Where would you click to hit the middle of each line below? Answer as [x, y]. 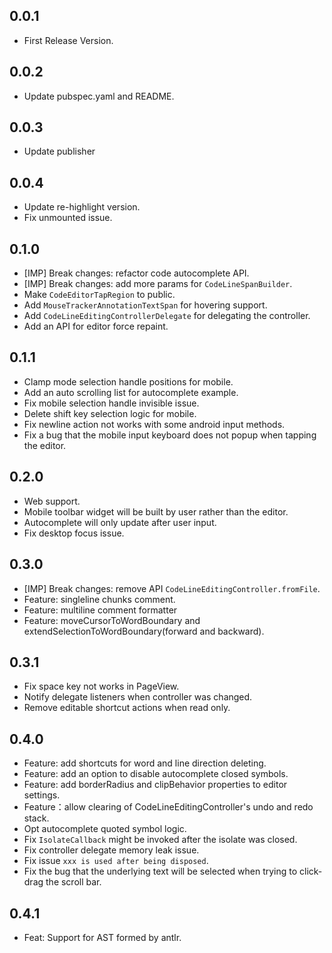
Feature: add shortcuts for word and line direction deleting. [145, 763]
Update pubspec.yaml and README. [99, 96]
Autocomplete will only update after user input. [120, 522]
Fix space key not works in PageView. [101, 686]
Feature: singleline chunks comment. [99, 599]
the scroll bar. [73, 882]
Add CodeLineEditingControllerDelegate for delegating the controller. [167, 316]
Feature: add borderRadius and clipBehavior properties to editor [155, 785]
